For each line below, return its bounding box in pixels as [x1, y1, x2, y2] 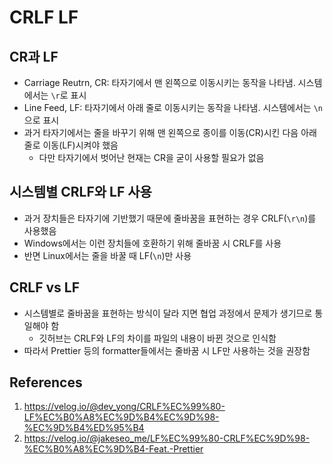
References [9, 374, 83, 391]
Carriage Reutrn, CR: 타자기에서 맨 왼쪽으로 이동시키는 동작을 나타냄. [23, 77, 296, 88]
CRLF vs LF [9, 279, 81, 296]
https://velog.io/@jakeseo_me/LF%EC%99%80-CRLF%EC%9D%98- [23, 432, 311, 445]
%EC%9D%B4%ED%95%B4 [23, 422, 145, 434]
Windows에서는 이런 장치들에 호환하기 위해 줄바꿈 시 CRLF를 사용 [23, 237, 282, 249]
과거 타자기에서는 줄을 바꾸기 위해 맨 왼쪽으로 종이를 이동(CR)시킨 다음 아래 [23, 127, 317, 138]
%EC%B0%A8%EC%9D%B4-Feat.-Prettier [23, 443, 204, 455]
